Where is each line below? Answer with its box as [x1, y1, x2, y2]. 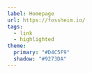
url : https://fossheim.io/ [7, 17, 86, 24]
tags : [7, 23, 23, 30]
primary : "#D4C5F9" [13, 49, 70, 56]
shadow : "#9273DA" [13, 56, 68, 63]
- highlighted [13, 36, 54, 43]
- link [13, 29, 33, 37]
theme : [7, 42, 26, 49]
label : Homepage [7, 10, 54, 17]
